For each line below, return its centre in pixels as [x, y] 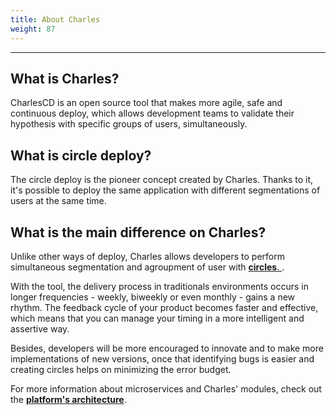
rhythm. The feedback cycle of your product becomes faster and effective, [164, 307]
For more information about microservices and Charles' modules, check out [166, 388]
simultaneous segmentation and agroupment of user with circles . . [147, 267]
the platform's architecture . [68, 399]
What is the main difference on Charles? [138, 232]
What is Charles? [65, 78]
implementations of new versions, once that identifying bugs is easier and [162, 358]
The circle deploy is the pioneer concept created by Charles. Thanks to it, [162, 180]
